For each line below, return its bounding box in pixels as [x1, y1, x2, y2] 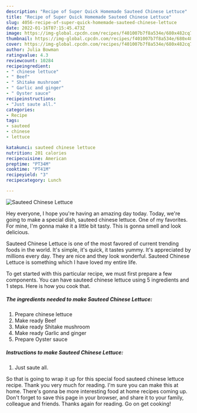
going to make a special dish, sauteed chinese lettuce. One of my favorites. [6, 216, 188, 223]
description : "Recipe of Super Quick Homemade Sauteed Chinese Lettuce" [6, 8, 188, 15]
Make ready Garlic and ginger [14, 329, 87, 336]
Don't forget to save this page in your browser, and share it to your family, [6, 394, 184, 401]
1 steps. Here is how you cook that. [6, 282, 91, 289]
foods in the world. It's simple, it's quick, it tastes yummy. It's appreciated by [6, 246, 191, 253]
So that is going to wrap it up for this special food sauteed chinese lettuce [6, 375, 185, 382]
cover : [6, 42, 22, 48]
